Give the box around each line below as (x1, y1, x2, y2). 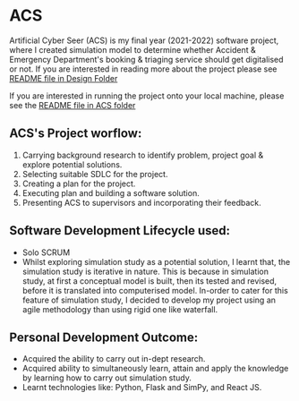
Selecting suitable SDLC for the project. (21, 168, 168, 179)
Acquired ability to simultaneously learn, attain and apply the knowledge (21, 363, 289, 374)
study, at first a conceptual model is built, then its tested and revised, (21, 275, 278, 286)
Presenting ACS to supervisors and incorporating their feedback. (21, 197, 261, 208)
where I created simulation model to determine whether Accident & (9, 44, 257, 55)
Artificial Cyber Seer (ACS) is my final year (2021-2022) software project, (9, 35, 279, 46)
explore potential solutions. (21, 158, 123, 170)
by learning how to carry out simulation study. (21, 372, 192, 383)
